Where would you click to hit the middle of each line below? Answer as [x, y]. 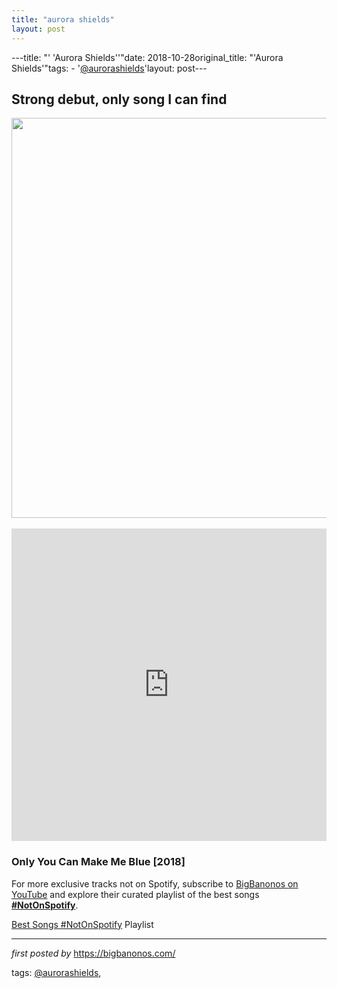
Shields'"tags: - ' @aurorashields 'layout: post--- [109, 68]
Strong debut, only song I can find [119, 99]
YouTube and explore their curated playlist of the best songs [135, 894]
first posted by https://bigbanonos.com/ [93, 953]
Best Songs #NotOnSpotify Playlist [82, 924]
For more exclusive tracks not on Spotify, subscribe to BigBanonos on [155, 883]
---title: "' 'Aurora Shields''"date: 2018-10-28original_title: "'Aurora [147, 57]
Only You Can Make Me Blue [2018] [98, 862]
